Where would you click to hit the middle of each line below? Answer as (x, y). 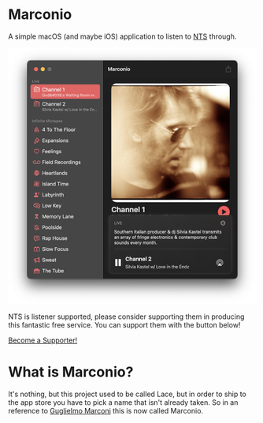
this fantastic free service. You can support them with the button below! (124, 325)
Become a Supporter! (43, 340)
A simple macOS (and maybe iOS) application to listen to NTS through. (122, 36)
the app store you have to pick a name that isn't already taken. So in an (123, 402)
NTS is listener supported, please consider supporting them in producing (126, 316)
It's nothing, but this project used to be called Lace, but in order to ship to (127, 394)
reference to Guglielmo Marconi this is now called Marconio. (106, 411)
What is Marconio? (71, 372)
